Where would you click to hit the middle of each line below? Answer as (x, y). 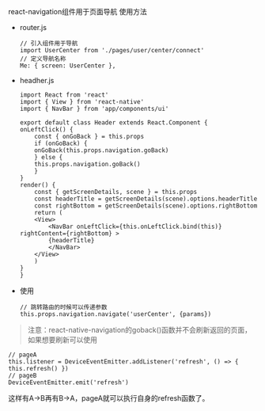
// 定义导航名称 (43, 59)
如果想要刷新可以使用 (62, 340)
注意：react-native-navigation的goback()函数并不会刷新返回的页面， (139, 330)
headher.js (37, 80)
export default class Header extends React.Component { (114, 123)
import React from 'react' (64, 95)
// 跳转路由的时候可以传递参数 (63, 307)
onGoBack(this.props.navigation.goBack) (102, 150)
